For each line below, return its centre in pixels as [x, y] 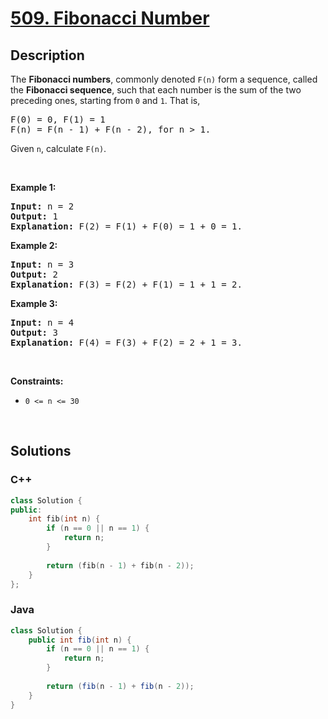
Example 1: [33, 187]
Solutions [41, 451]
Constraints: [37, 381]
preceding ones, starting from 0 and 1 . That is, [105, 100]
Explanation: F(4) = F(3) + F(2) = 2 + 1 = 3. [126, 342]
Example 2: [34, 245]
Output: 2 [34, 274]
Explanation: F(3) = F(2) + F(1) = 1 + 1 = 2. [126, 284]
